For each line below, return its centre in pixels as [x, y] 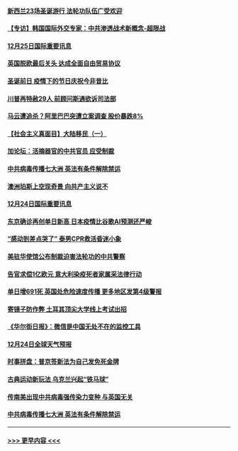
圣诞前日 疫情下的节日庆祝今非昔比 [58, 81]
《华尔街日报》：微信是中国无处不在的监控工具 [74, 327]
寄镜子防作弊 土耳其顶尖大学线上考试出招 [67, 309]
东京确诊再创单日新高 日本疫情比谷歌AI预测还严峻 [80, 221]
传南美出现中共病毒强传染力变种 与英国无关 [70, 396]
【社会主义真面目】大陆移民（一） [57, 133]
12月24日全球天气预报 [40, 344]
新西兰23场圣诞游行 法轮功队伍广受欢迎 [65, 11]
